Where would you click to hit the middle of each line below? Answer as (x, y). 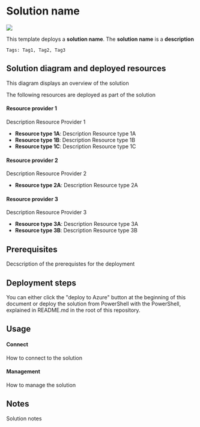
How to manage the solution (41, 385)
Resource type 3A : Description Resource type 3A (76, 224)
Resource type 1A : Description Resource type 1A (75, 133)
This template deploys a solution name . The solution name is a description (100, 39)
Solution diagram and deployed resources (86, 68)
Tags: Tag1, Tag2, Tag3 (36, 50)
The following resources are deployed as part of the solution (81, 95)
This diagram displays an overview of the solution (68, 83)
